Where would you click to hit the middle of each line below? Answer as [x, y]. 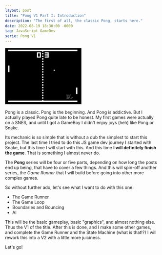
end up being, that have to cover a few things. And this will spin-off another [81, 167]
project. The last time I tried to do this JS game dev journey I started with [78, 142]
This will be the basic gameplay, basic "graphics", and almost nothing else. [80, 222]
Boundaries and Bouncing [38, 207]
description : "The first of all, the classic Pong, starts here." [74, 21]
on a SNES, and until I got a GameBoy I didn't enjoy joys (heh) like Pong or [80, 123]
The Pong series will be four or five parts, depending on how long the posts [81, 162]
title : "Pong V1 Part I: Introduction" [46, 15]
